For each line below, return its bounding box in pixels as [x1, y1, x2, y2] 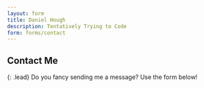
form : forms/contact [7, 29, 66, 36]
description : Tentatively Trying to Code [7, 23, 127, 30]
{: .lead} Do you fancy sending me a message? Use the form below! [7, 73, 198, 81]
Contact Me [7, 54, 58, 66]
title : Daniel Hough [7, 16, 66, 23]
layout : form [7, 10, 44, 17]
